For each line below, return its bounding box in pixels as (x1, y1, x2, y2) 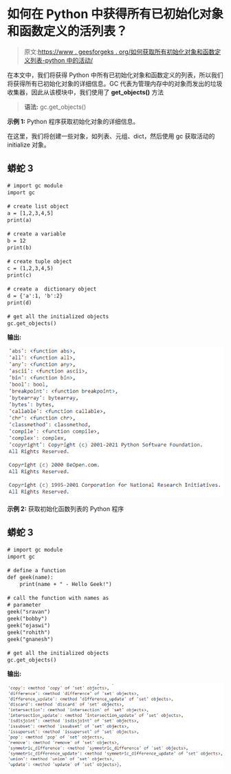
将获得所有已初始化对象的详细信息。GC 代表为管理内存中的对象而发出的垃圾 (7, 79, 223, 87)
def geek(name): (7, 574, 54, 580)
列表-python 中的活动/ (30, 56, 93, 64)
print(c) (7, 271, 32, 279)
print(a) (7, 216, 32, 224)
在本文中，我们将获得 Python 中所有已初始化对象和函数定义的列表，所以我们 (7, 70, 223, 79)
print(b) (7, 244, 32, 251)
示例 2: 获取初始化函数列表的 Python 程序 (7, 504, 124, 513)
